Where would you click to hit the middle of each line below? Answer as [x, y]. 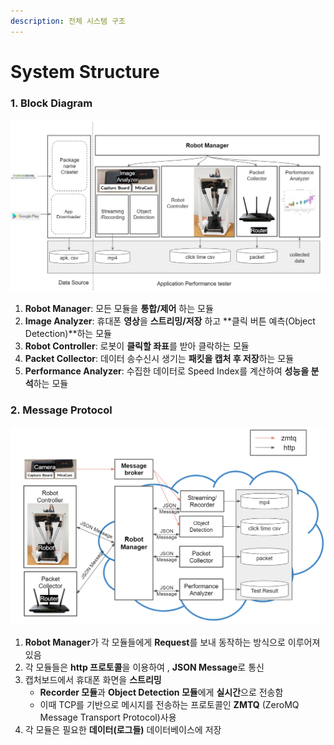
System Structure [85, 71]
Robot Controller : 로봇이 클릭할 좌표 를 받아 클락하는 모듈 [137, 346]
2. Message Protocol [61, 410]
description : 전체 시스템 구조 [68, 21]
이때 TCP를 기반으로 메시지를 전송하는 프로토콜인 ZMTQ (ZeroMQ [169, 704]
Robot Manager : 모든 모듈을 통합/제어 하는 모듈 [119, 309]
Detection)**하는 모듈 [68, 334]
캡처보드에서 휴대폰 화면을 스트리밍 [93, 679]
